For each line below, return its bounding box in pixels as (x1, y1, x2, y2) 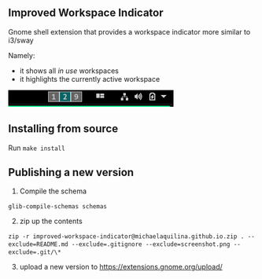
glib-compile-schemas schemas (8, 203, 108, 211)
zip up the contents (19, 216, 83, 226)
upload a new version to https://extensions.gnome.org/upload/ (19, 262, 223, 272)
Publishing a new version (8, 166, 135, 179)
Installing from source (8, 122, 119, 136)
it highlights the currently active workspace (19, 74, 161, 83)
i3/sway (8, 35, 34, 45)
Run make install (8, 143, 65, 152)
